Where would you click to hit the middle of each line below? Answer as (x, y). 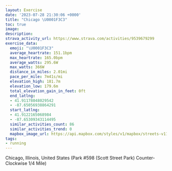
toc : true (16, 24)
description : (19, 34)
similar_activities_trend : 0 (41, 129)
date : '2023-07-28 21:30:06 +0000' (43, 15)
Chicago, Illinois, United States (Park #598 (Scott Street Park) (70, 158)
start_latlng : (25, 110)
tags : (11, 139)
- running (16, 143)
